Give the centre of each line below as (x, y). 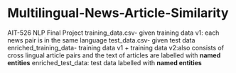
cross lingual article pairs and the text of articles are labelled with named (114, 55)
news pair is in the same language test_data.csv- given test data (101, 40)
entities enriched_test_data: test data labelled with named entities (105, 62)
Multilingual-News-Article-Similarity (118, 13)
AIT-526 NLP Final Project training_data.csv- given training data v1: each (113, 33)
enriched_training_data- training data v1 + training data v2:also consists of (116, 47)
